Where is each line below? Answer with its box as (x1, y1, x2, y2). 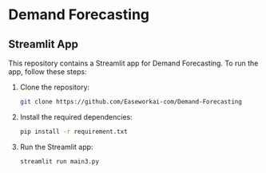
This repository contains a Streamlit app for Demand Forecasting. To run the (8, 58, 259, 68)
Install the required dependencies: (19, 112, 133, 121)
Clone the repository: (19, 82, 90, 92)
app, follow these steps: (8, 67, 87, 77)
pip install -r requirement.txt (19, 128, 128, 136)
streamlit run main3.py (19, 157, 100, 165)
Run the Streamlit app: (19, 142, 93, 151)
